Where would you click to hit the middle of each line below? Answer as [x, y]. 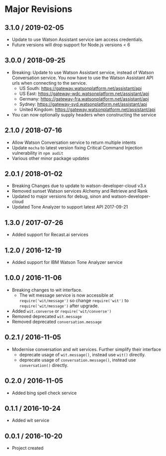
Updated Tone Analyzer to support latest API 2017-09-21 [70, 207]
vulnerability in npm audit [38, 153]
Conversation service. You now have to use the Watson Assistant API [83, 78]
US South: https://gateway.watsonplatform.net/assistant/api [81, 88]
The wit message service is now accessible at [66, 295]
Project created [28, 448]
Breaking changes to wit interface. [47, 290]
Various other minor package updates [50, 158]
